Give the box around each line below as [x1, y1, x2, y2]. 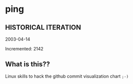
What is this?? [5, 60, 50, 69]
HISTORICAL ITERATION [5, 23, 81, 32]
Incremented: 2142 [5, 46, 44, 51]
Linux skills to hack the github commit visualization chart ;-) [5, 73, 129, 79]
